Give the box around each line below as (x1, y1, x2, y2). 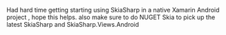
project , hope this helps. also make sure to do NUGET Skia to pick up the (6, 13, 216, 21)
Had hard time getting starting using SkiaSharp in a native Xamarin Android (6, 6, 220, 14)
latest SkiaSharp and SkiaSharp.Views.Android (6, 21, 140, 28)
